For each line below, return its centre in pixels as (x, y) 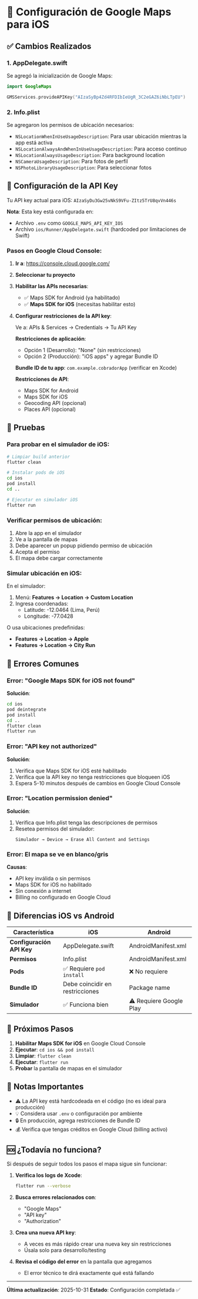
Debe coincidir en (88, 984)
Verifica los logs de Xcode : (48, 1176)
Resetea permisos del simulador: (55, 829)
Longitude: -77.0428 (48, 616)
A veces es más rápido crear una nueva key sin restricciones (98, 1244)
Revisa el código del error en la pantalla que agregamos (83, 1262)
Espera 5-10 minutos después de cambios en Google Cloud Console (98, 783)
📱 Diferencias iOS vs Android (61, 915)
